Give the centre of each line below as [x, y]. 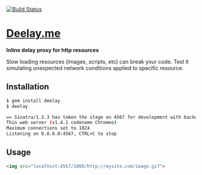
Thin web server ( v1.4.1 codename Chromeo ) [62, 123]
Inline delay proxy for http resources [53, 50]
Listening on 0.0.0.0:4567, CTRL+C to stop [62, 134]
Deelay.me [34, 34]
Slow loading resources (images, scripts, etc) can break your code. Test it [98, 61]
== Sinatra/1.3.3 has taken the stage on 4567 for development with [94, 117]
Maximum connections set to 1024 [48, 128]
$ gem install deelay [33, 101]
